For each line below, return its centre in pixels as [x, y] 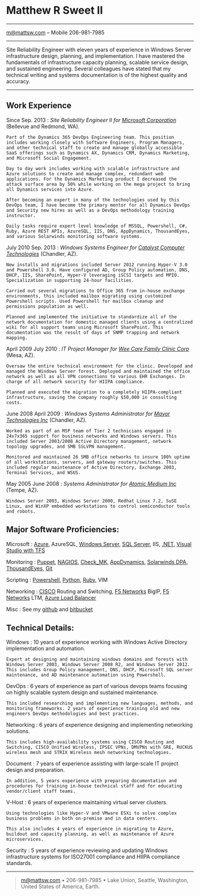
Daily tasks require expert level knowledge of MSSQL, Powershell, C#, [97, 226]
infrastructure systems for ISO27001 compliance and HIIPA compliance [93, 857]
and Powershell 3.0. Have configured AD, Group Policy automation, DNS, [98, 270]
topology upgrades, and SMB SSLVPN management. [66, 447]
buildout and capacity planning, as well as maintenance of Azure [90, 834]
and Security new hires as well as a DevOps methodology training [90, 210]
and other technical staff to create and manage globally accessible [94, 148]
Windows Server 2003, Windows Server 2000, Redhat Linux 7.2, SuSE [92, 501]
